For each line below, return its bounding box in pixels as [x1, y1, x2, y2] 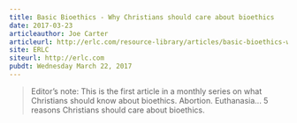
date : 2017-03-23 [9, 21, 73, 30]
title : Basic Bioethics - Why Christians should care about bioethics [9, 12, 275, 22]
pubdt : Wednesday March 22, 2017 [9, 62, 133, 71]
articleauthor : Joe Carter [9, 29, 109, 38]
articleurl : [9, 37, 53, 47]
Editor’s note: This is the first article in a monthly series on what [30, 85, 263, 97]
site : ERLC [9, 46, 49, 54]
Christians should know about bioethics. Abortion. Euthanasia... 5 [30, 95, 269, 105]
